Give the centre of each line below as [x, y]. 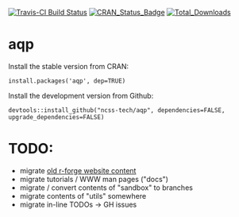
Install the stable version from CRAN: [69, 66]
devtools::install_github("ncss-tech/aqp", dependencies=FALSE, [117, 110]
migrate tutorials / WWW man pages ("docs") [94, 179]
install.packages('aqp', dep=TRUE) [67, 81]
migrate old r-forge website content [78, 170]
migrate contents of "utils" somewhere [83, 196]
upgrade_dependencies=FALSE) [56, 117]
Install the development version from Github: [81, 95]
